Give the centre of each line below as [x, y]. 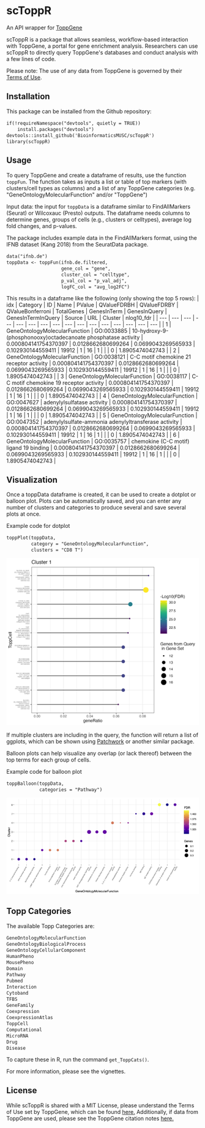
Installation [28, 96]
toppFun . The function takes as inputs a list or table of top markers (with [96, 182]
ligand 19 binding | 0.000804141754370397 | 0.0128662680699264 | [93, 448]
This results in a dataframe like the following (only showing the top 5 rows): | [102, 298]
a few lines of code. [31, 59]
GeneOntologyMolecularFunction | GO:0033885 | [69, 330]
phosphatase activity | [115, 337]
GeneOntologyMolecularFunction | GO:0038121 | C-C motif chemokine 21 [99, 357]
